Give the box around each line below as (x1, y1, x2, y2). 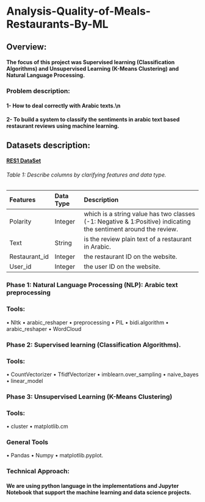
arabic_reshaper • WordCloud (6, 325, 82, 332)
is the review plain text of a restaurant (84, 235, 192, 244)
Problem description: (6, 87, 70, 95)
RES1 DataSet (6, 157, 41, 164)
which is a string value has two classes (84, 209, 195, 218)
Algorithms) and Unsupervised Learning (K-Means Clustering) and (6, 65, 179, 73)
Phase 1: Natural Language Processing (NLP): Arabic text (6, 281, 178, 289)
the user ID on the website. (84, 263, 160, 271)
